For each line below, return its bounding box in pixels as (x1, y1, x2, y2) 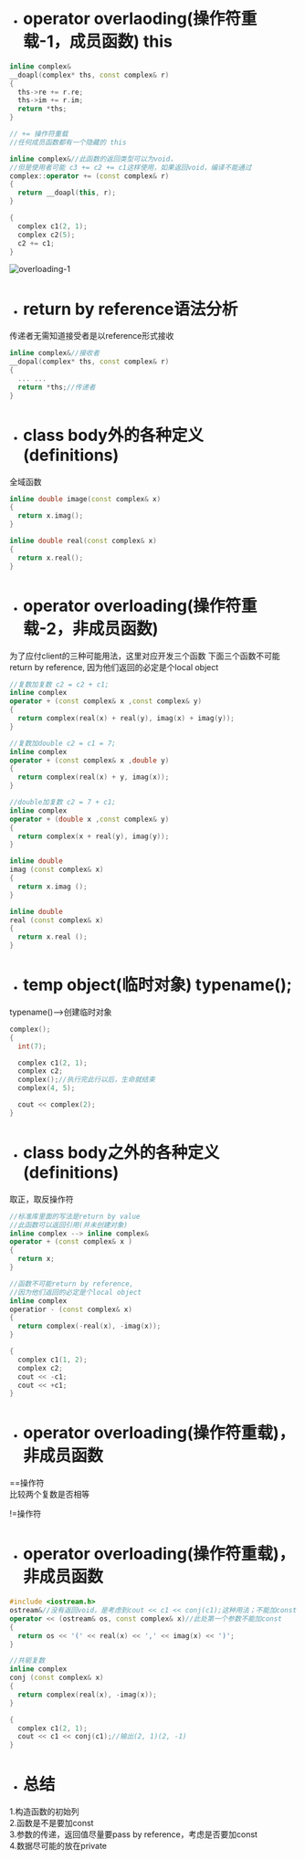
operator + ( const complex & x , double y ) (9, 755, 170, 765)
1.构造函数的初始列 (9, 1806, 79, 1817)
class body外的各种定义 (22, 425, 204, 446)
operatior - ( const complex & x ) (9, 1305, 132, 1314)
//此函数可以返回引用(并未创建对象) (9, 1220, 128, 1229)
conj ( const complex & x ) (9, 1673, 104, 1683)
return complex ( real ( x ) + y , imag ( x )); (17, 772, 170, 782)
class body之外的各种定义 (22, 1142, 220, 1162)
